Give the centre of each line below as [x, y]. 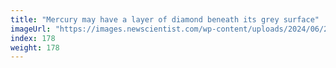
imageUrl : [31, 29]
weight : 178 [35, 47]
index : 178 [33, 38]
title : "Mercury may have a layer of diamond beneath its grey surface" [165, 19]
